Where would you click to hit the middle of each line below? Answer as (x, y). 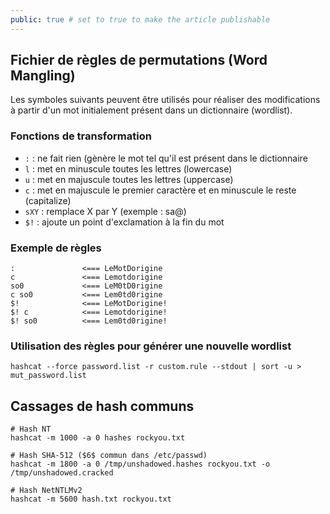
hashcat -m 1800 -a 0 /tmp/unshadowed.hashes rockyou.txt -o (140, 464)
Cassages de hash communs (102, 406)
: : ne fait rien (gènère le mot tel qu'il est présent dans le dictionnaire (166, 158)
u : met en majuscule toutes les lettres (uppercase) (129, 179)
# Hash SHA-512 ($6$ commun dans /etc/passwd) (109, 456)
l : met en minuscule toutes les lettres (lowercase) (128, 168)
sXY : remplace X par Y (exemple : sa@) (105, 211)
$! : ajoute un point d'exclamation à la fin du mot (124, 222)
